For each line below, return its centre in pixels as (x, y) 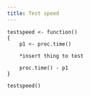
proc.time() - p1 (44, 68)
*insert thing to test (51, 56)
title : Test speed (33, 13)
